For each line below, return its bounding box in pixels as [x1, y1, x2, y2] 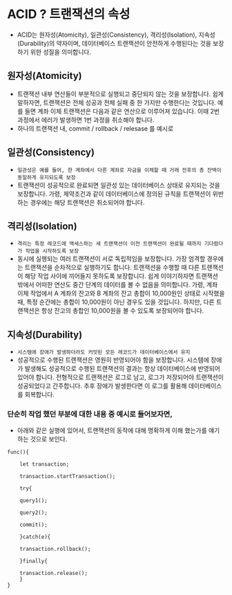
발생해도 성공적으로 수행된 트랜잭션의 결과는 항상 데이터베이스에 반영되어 [24, 365, 221, 373]
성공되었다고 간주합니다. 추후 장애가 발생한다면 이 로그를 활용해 [17, 382, 188, 390]
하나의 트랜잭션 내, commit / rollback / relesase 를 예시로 [17, 124, 174, 132]
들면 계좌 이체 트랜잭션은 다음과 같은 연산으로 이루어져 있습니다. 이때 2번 [24, 107, 220, 115]
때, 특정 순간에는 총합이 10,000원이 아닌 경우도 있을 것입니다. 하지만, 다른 [17, 298, 215, 306]
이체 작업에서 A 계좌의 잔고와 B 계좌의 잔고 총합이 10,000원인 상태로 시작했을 [17, 289, 225, 297]
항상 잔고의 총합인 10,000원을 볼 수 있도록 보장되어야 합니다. [41, 306, 204, 315]
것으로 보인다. [30, 435, 68, 443]
